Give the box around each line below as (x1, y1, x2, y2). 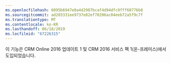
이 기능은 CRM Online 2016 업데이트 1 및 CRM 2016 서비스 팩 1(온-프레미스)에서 (5, 46, 166, 52)
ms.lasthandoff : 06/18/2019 (5, 27, 66, 32)
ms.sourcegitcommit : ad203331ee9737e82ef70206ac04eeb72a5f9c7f (5, 12, 143, 17)
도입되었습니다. (5, 52, 36, 58)
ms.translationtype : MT (5, 17, 56, 22)
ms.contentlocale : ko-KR (5, 22, 58, 27)
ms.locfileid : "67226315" (5, 31, 60, 36)
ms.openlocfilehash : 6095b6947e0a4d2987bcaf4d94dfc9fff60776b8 (5, 7, 143, 13)
